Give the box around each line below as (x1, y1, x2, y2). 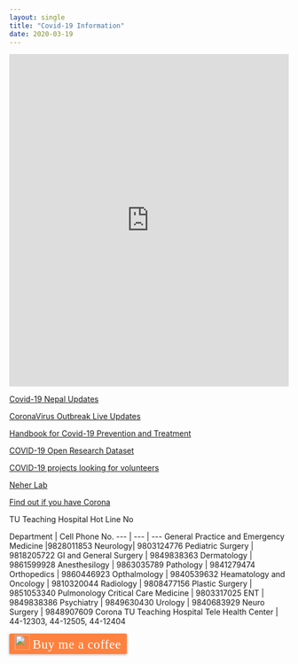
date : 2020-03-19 (9, 29, 74, 38)
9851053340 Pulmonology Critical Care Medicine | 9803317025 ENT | (9, 588, 264, 598)
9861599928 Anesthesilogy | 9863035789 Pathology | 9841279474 (9, 559, 255, 570)
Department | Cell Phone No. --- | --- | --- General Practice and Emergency (9, 531, 286, 542)
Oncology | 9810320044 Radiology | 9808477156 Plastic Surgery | (9, 578, 253, 590)
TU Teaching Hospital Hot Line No (9, 514, 134, 525)
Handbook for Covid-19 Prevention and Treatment (9, 428, 192, 439)
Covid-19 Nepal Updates (9, 394, 99, 404)
